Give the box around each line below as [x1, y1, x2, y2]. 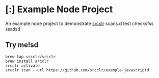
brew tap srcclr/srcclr [5, 54, 56, 59]
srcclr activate [5, 63, 40, 68]
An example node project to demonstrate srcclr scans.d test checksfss [5, 20, 154, 27]
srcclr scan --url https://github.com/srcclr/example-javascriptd [5, 67, 149, 72]
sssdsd [5, 25, 20, 32]
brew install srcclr [5, 59, 49, 64]
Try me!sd [5, 41, 39, 49]
